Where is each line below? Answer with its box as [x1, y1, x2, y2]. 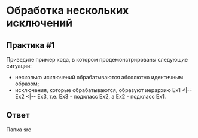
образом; [14, 80, 39, 87]
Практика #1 [6, 40, 55, 50]
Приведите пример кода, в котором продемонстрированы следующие [6, 56, 188, 63]
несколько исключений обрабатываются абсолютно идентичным [14, 74, 184, 81]
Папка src [6, 126, 32, 133]
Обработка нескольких [6, 4, 129, 17]
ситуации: [6, 62, 32, 69]
